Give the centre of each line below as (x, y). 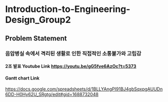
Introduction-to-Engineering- (68, 9)
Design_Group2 (38, 20)
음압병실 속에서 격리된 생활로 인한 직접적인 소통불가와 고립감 (73, 53)
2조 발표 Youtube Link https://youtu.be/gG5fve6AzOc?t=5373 (71, 66)
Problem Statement (36, 38)
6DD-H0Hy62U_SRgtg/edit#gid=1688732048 (52, 94)
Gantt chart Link (22, 78)
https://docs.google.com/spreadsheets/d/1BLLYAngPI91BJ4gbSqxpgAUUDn (84, 89)
